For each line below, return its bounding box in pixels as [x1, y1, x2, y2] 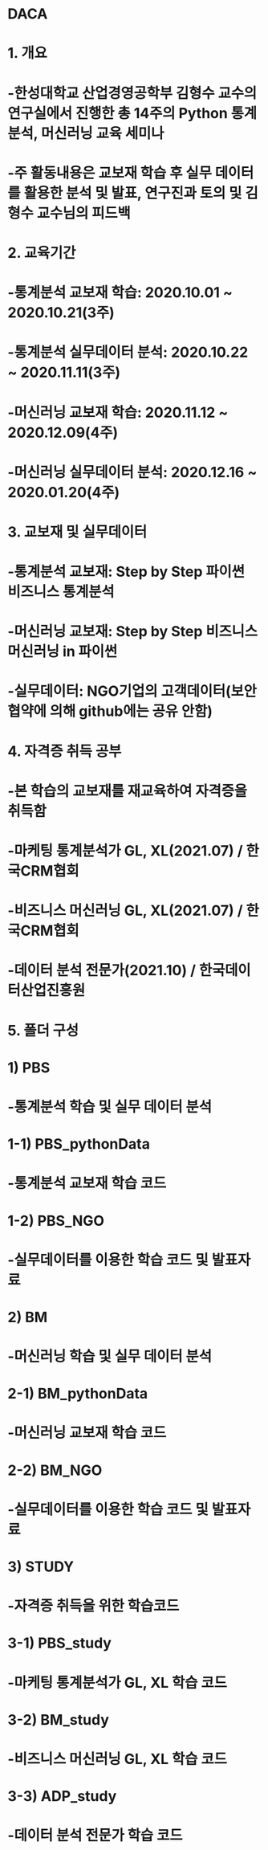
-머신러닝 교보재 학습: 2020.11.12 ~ [7, 403, 229, 422]
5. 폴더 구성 [7, 1021, 79, 1039]
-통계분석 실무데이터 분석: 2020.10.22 [7, 343, 249, 361]
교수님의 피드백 [36, 204, 132, 222]
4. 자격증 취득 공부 [7, 742, 122, 760]
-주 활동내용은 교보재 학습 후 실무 [7, 164, 212, 182]
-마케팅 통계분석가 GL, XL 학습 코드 [7, 1673, 228, 1692]
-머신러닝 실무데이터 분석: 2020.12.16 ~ [7, 463, 258, 481]
